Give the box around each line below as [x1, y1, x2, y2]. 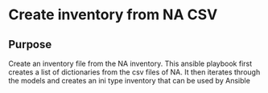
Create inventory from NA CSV [8, 6, 218, 24]
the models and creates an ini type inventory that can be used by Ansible [8, 76, 251, 85]
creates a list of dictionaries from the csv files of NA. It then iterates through [8, 67, 261, 77]
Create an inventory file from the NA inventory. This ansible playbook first [8, 59, 253, 68]
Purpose [8, 38, 52, 51]
